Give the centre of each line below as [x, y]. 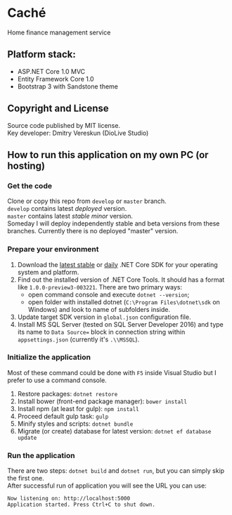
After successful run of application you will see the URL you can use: [107, 485]
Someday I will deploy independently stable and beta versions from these [114, 223]
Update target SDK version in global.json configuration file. [104, 317]
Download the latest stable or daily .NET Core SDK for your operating [117, 264]
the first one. [26, 478]
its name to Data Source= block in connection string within [101, 332]
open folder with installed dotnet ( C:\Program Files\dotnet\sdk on [124, 302]
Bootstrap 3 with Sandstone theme [67, 86]
